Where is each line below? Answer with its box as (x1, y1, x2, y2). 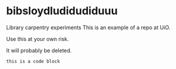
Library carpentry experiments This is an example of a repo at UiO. (6, 24, 171, 31)
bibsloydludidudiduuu (6, 4, 118, 18)
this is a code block (6, 58, 60, 64)
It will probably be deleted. (6, 46, 72, 54)
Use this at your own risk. (6, 35, 69, 42)
